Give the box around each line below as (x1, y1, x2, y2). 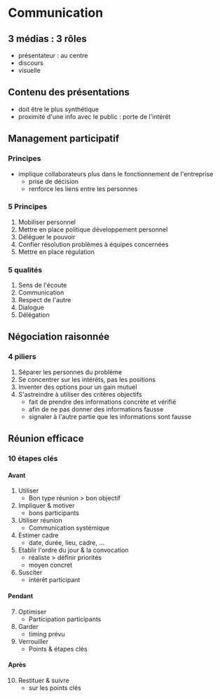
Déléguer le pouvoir (18, 232, 76, 241)
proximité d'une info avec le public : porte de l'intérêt (18, 112, 171, 120)
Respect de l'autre (18, 296, 71, 304)
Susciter (18, 568, 43, 577)
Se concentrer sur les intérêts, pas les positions (18, 375, 156, 383)
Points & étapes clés (28, 644, 88, 653)
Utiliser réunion (18, 516, 62, 525)
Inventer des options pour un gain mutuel (18, 383, 137, 391)
